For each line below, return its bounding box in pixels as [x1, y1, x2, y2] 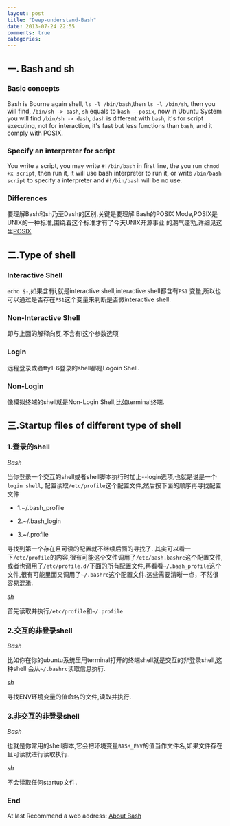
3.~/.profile [16, 530, 49, 538]
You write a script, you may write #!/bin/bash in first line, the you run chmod [7, 162, 220, 170]
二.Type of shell [7, 249, 76, 261]
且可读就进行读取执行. [7, 750, 70, 759]
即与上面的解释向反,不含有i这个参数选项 [7, 330, 119, 338]
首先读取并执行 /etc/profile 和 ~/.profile [7, 606, 124, 615]
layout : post [7, 10, 45, 17]
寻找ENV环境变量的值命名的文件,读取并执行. [7, 692, 132, 701]
